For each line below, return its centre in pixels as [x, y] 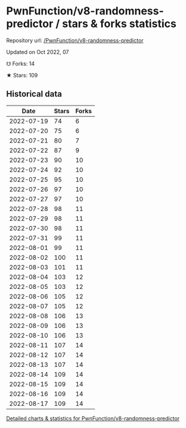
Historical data [34, 94]
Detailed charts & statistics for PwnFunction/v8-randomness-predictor [93, 418]
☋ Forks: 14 [20, 64]
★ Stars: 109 [22, 75]
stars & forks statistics [119, 24]
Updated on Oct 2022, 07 [38, 52]
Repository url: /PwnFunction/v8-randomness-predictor [75, 40]
